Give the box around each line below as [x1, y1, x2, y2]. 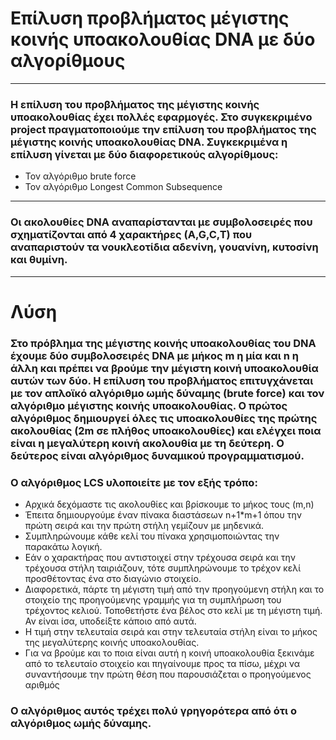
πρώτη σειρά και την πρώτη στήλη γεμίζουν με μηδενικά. [24, 519, 265, 531]
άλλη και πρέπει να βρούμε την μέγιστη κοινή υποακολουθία [10, 361, 319, 375]
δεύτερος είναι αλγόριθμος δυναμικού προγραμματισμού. [10, 448, 305, 462]
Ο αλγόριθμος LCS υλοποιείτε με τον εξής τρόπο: [10, 475, 258, 489]
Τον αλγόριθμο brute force [24, 170, 137, 182]
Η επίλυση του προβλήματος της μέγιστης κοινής [10, 97, 260, 111]
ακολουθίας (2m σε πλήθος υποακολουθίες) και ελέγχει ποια [10, 423, 322, 437]
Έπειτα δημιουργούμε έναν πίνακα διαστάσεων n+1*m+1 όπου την [24, 508, 302, 521]
